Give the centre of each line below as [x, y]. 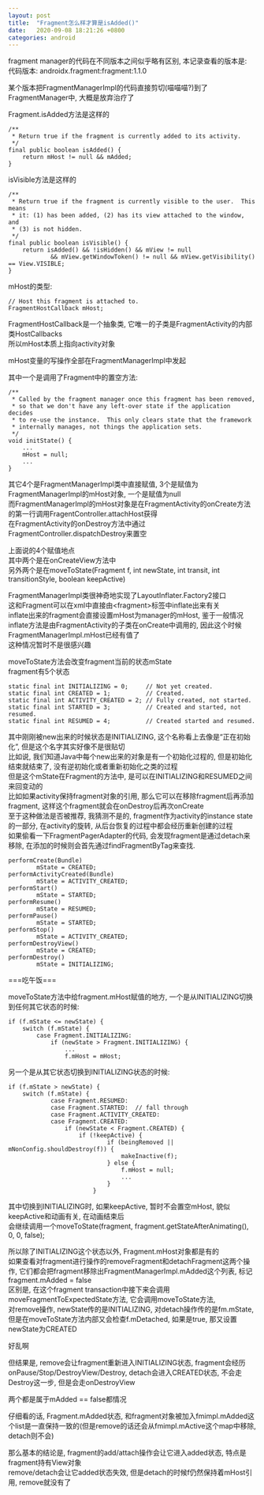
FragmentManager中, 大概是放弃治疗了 [71, 98]
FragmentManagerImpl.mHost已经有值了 [74, 635]
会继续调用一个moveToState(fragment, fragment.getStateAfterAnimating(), [129, 1226]
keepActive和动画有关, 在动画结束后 [66, 1217]
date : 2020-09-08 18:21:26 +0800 [67, 30]
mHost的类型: [30, 286]
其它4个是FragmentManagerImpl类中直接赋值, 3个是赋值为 [103, 484]
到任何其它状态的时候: [44, 1007]
